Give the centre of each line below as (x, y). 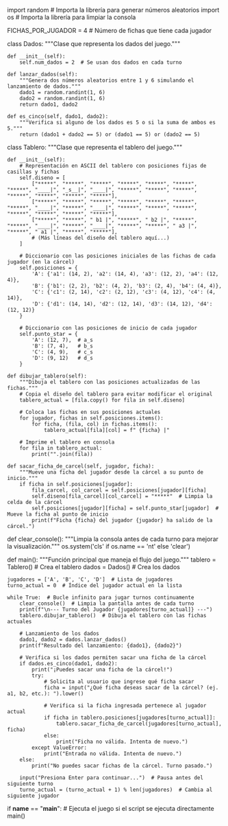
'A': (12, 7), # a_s (63, 340)
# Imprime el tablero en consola (67, 442)
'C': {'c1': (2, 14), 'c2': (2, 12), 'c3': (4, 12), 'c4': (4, (124, 292)
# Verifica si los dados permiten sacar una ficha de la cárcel (113, 658)
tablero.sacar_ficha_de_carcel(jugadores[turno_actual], (139, 724)
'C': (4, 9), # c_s (63, 352)
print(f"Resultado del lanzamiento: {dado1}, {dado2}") (101, 645)
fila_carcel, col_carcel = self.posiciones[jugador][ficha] (119, 490)
